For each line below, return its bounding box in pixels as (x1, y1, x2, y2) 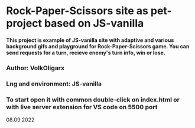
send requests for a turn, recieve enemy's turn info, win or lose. (6, 49, 165, 56)
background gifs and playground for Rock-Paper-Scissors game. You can (6, 42, 190, 50)
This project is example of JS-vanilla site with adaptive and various (6, 37, 174, 44)
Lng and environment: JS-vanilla (6, 80, 102, 88)
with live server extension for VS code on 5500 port (6, 103, 158, 111)
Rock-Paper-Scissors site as (6, 4, 149, 18)
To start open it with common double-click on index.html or (6, 96, 180, 104)
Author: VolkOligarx (6, 64, 65, 72)
